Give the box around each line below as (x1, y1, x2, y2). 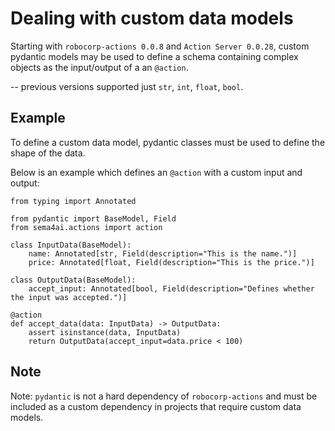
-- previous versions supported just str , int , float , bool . (10, 80, 244, 92)
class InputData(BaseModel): (10, 240, 132, 250)
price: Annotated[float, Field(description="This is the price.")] (28, 257, 315, 267)
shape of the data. (10, 147, 86, 159)
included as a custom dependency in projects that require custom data (10, 400, 302, 412)
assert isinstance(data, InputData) (28, 327, 182, 337)
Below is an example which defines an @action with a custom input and (10, 166, 303, 178)
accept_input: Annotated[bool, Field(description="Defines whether (28, 283, 315, 294)
